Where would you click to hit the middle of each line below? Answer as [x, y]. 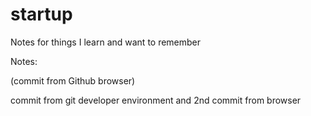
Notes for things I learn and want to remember [106, 42]
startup [41, 14]
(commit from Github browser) [73, 80]
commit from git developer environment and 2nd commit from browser [156, 100]
